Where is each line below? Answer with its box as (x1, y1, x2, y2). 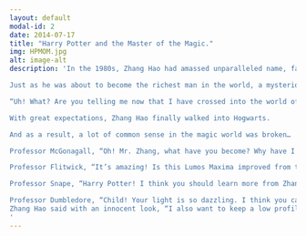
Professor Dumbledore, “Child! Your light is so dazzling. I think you (9, 196, 287, 205)
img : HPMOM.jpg (9, 47, 67, 56)
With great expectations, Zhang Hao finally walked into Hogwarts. (9, 113, 271, 123)
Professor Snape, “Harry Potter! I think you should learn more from (9, 180, 280, 189)
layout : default (9, 13, 71, 23)
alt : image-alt (9, 56, 67, 65)
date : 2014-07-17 (9, 30, 76, 39)
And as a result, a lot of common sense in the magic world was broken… (9, 129, 291, 139)
